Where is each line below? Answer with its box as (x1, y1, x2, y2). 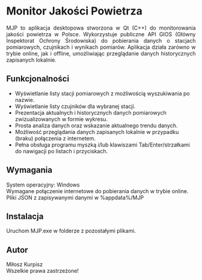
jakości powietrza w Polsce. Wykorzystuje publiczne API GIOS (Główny (6, 30, 196, 37)
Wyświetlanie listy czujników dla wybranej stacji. (14, 103, 136, 110)
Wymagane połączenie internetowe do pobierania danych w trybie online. (6, 187, 189, 194)
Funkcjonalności (6, 74, 70, 84)
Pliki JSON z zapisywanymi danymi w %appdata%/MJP (6, 194, 144, 201)
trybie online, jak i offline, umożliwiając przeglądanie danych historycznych (6, 49, 196, 57)
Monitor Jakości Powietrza (6, 4, 142, 18)
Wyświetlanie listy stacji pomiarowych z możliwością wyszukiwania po (14, 89, 191, 97)
